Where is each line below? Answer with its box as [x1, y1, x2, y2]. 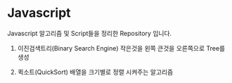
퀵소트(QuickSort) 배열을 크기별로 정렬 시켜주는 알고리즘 [17, 68, 174, 76]
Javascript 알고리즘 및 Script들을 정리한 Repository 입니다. [7, 29, 172, 37]
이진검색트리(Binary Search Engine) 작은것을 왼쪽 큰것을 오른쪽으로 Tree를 [17, 44, 226, 52]
